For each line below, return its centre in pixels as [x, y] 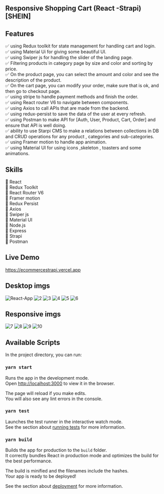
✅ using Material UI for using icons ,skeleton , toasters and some [73, 148]
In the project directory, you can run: [44, 355]
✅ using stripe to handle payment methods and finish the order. [72, 97]
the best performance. [29, 461]
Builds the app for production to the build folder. [56, 450]
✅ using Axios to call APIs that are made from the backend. [67, 108]
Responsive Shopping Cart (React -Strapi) [73, 8]
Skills [14, 170]
